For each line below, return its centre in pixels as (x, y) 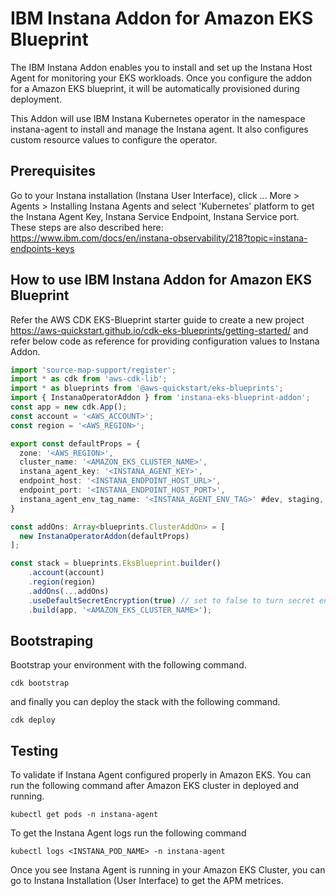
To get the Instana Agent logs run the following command (128, 833)
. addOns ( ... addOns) (69, 591)
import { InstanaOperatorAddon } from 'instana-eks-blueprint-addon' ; (160, 398)
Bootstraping (52, 640)
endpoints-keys (42, 248)
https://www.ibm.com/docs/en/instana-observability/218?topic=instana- (159, 238)
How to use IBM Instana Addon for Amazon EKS (161, 280)
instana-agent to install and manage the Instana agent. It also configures (159, 129)
